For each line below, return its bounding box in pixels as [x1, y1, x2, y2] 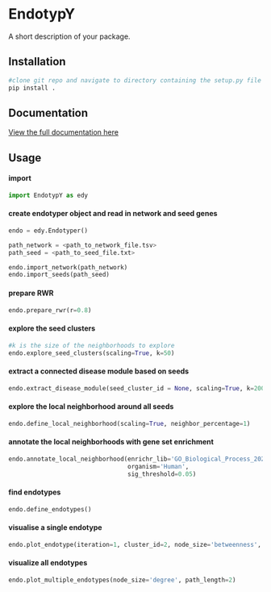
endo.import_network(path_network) [8, 263, 128, 271]
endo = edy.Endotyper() [8, 227, 89, 235]
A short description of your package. [8, 31, 131, 41]
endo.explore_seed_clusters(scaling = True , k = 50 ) [8, 348, 175, 357]
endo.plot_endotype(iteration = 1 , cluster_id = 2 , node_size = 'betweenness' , [8, 540, 262, 548]
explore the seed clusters [8, 323, 96, 333]
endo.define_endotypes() [8, 505, 92, 513]
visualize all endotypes [8, 558, 88, 568]
